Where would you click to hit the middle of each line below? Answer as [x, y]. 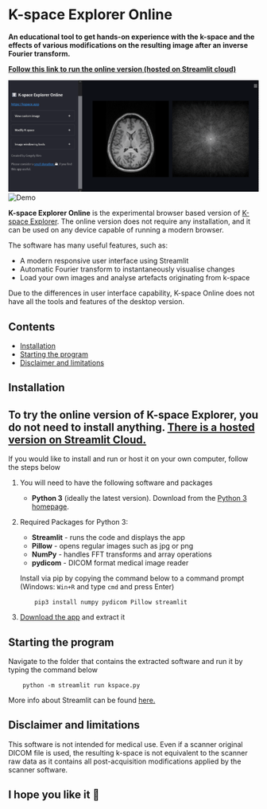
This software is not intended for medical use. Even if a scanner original [126, 744]
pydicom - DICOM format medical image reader [110, 563]
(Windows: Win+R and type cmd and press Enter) [97, 587]
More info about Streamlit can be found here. [82, 700]
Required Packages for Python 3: [74, 522]
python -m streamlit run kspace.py [81, 686]
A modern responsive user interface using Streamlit [104, 261]
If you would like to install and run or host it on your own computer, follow [128, 459]
